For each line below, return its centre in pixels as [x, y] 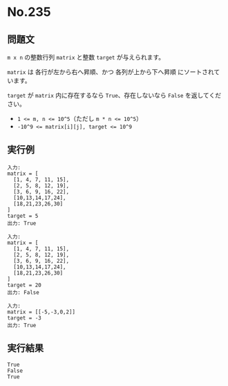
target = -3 [24, 318]
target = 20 [24, 285]
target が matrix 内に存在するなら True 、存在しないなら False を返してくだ [114, 95]
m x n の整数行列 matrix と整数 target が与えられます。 [86, 57]
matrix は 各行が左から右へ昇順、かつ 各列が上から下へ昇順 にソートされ [111, 72]
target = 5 [23, 216]
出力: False [23, 292]
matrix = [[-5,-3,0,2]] [41, 312]
